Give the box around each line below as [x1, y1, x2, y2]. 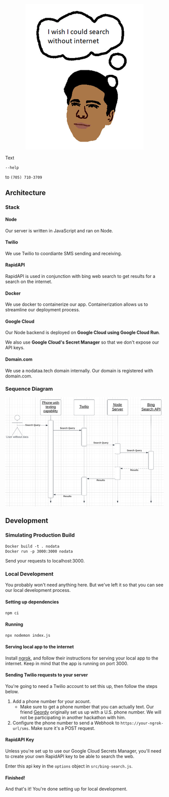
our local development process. [5, 587, 71, 593]
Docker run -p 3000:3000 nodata [5, 549, 73, 554]
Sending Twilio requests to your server [5, 672, 88, 678]
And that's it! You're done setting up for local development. [5, 786, 128, 792]
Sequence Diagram [5, 386, 53, 393]
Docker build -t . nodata [5, 544, 59, 549]
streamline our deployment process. [5, 307, 80, 313]
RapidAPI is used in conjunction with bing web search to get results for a [5, 273, 156, 279]
